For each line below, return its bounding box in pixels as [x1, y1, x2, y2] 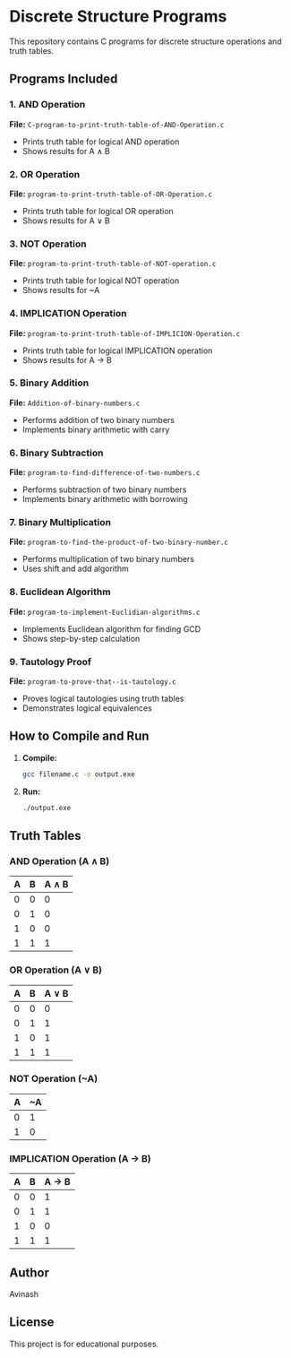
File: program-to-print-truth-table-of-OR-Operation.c [9, 188, 213, 199]
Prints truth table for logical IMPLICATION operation [21, 345, 213, 356]
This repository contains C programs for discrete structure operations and [9, 36, 282, 47]
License [9, 1315, 55, 1330]
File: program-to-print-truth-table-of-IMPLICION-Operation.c [9, 327, 241, 338]
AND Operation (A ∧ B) [9, 854, 110, 867]
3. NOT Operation [9, 238, 87, 250]
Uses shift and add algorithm [21, 563, 130, 575]
